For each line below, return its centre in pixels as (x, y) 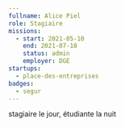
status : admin (46, 53)
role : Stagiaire (35, 23)
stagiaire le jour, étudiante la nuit (62, 114)
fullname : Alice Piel (45, 16)
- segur (29, 91)
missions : (25, 31)
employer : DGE (46, 61)
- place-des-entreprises (57, 76)
